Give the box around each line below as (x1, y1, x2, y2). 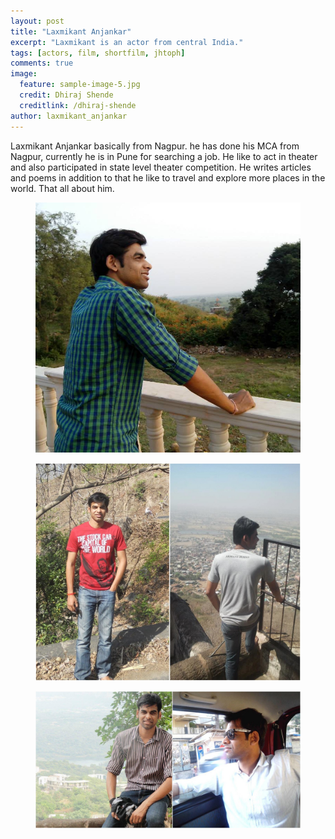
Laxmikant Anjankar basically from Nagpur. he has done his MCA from (10, 140, 300, 152)
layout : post (10, 16, 65, 26)
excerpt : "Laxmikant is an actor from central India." (10, 37, 244, 47)
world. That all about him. (10, 182, 115, 194)
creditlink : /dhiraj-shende (19, 100, 137, 110)
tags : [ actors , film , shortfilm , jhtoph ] (10, 48, 186, 58)
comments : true (10, 58, 74, 69)
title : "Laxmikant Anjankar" (10, 26, 132, 37)
